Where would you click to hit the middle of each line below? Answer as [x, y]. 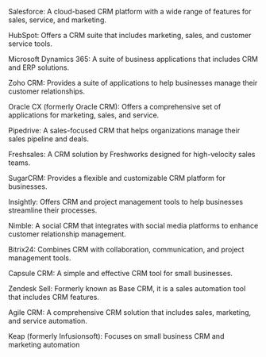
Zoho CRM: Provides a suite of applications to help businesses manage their [133, 83]
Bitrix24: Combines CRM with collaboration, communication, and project [126, 250]
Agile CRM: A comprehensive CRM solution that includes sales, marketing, [130, 312]
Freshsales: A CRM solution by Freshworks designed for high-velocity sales [132, 154]
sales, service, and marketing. [58, 20]
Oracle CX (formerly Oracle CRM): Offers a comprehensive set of [115, 107]
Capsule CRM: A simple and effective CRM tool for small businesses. [120, 273]
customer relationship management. [67, 234]
